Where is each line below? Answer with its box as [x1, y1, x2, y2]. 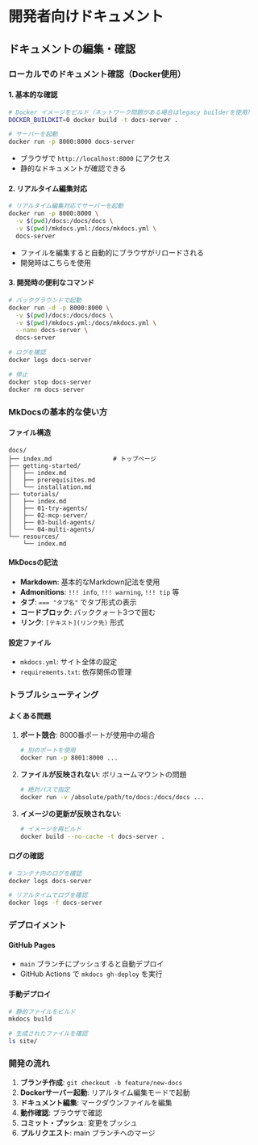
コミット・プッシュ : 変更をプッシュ [19, 1118, 138, 1128]
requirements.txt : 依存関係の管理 [19, 667, 132, 677]
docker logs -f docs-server [8, 899, 103, 907]
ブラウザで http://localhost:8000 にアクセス [19, 154, 171, 163]
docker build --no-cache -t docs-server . [19, 832, 165, 840]
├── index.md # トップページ [8, 454, 157, 463]
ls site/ [8, 1038, 38, 1046]
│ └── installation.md [8, 482, 92, 491]
